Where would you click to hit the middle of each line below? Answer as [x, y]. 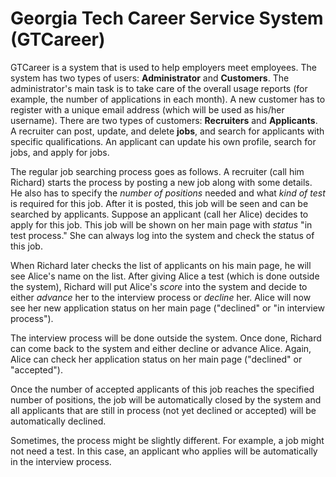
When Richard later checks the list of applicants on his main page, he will [161, 265]
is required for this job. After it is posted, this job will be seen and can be [159, 203]
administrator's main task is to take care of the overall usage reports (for [159, 88]
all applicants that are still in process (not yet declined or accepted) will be [163, 410]
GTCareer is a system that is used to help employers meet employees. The [163, 67]
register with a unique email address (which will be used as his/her [147, 109]
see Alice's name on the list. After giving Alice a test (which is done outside [165, 276]
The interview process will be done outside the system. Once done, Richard [166, 338]
